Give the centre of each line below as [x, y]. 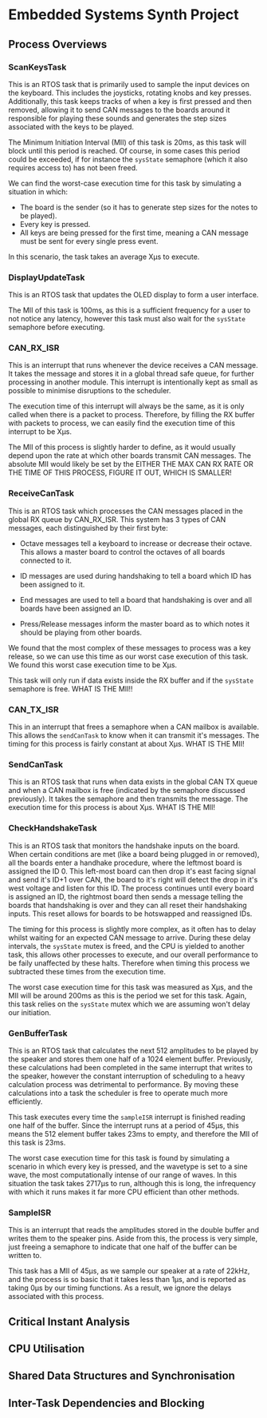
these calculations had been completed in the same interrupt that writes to [130, 1067]
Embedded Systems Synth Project [124, 15]
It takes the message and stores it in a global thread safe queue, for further [132, 374]
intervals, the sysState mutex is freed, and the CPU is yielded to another [127, 946]
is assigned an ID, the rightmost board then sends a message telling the [126, 896]
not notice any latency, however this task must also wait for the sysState [127, 319]
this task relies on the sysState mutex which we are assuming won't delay [130, 1004]
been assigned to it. [52, 584]
